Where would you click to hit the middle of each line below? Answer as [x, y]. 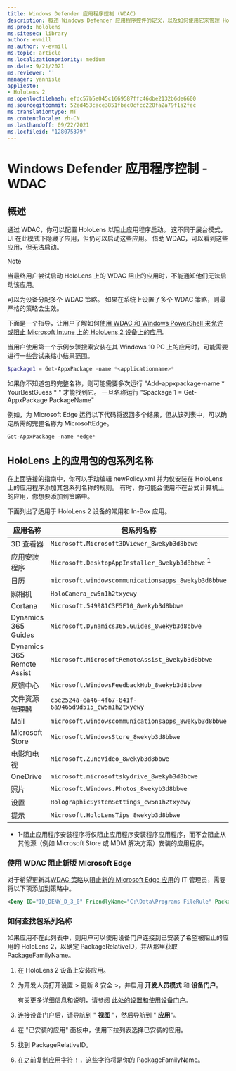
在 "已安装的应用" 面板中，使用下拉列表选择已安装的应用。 [102, 1030]
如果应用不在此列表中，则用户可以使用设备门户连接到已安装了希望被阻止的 [115, 938]
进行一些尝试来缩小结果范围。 [50, 356]
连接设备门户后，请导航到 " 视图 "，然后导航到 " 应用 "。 [98, 1015]
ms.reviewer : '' [31, 72]
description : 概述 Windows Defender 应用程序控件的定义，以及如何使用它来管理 [113, 20]
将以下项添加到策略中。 [41, 889]
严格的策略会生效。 [35, 308]
